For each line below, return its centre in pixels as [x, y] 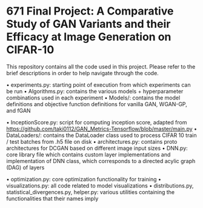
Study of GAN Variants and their [88, 24]
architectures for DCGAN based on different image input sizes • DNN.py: [97, 148]
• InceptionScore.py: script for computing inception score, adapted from [97, 122]
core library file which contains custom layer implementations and [88, 154]
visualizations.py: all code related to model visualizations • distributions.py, [100, 186]
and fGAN [19, 110]
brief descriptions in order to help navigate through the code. [82, 73]
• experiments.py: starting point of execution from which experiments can [98, 85]
